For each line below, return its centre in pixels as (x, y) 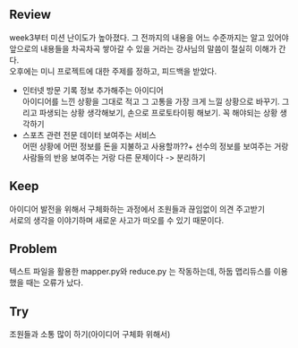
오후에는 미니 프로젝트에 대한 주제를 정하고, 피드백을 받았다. (113, 71)
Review (30, 15)
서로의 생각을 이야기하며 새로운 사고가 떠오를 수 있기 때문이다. (117, 220)
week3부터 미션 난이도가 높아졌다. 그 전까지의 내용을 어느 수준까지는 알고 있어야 (149, 37)
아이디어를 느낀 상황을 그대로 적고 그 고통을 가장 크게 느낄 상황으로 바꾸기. (151, 101)
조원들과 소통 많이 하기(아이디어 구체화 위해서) (90, 335)
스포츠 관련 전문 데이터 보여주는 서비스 (89, 135)
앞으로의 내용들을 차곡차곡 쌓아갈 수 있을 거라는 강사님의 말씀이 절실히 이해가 (143, 48)
